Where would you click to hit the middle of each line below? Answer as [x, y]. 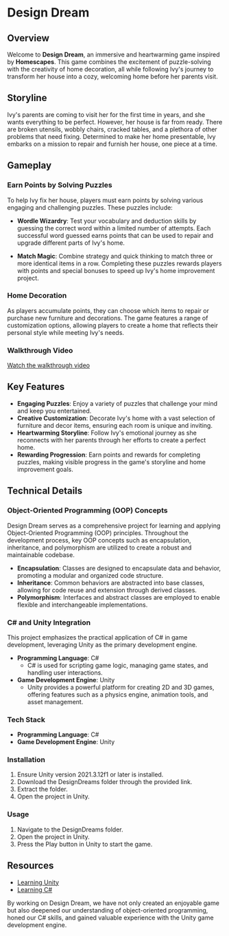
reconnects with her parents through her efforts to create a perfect [111, 440]
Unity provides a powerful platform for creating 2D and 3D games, [121, 687]
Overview [28, 38]
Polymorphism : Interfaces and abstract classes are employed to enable [119, 597]
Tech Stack [26, 719]
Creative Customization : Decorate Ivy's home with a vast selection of [116, 418]
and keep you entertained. [54, 411]
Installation [26, 760]
